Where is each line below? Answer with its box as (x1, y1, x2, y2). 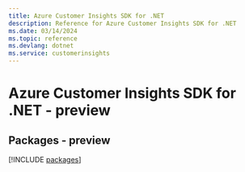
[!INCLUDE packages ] (8, 155, 82, 164)
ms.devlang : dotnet (8, 42, 74, 50)
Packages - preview (8, 133, 111, 147)
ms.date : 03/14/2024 (8, 27, 78, 35)
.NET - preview (8, 102, 111, 120)
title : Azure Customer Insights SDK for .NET (8, 11, 164, 20)
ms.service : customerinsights (8, 49, 111, 57)
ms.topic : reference (8, 34, 78, 43)
